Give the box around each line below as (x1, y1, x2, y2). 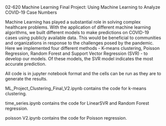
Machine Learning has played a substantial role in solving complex (5, 19, 141, 25)
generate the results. (5, 76, 48, 82)
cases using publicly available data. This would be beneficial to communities (5, 35, 162, 41)
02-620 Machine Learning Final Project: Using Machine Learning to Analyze (5, 4, 161, 10)
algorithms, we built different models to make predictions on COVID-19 (5, 30, 150, 35)
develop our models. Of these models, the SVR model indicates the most (5, 56, 154, 61)
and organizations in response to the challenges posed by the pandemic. (5, 40, 154, 46)
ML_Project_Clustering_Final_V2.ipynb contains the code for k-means (5, 85, 147, 91)
